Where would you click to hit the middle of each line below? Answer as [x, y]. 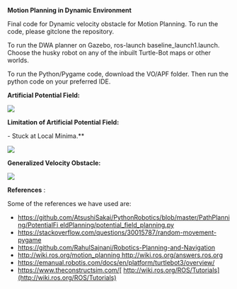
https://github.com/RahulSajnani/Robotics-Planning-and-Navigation [116, 248]
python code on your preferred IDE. [59, 81]
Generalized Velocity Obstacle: [54, 163]
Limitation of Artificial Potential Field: [63, 122]
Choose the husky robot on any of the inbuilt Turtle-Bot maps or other [109, 53]
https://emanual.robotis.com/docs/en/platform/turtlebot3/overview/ [116, 262]
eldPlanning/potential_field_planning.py [117, 225]
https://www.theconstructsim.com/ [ [70, 270]
